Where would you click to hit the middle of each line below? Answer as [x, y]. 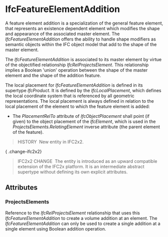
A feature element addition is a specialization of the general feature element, [84, 23]
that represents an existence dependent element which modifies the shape [82, 28]
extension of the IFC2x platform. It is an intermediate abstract [81, 166]
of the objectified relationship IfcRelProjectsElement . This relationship [77, 65]
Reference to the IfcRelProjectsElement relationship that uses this [73, 213]
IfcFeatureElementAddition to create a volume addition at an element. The [81, 218]
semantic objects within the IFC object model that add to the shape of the [81, 44]
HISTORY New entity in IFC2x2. [50, 142]
